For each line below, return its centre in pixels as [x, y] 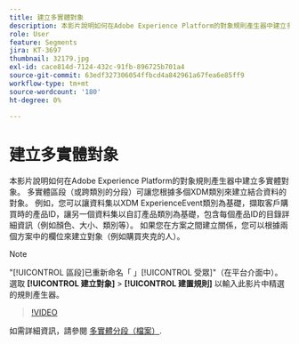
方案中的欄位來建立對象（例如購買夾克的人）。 [101, 236]
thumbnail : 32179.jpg [49, 59]
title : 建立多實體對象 [47, 17]
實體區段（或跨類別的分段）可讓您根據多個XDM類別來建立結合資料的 [161, 192]
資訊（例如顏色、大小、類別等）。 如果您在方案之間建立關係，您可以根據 [148, 225]
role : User [29, 34]
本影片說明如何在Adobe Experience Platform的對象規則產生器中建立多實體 [145, 181]
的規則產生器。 [36, 295]
